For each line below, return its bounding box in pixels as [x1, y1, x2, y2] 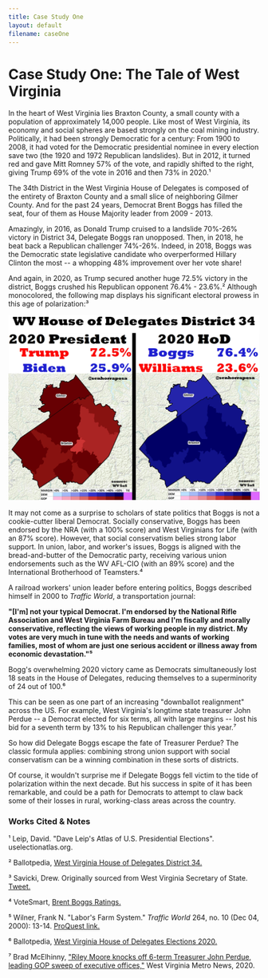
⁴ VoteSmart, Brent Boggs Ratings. [8, 897, 121, 907]
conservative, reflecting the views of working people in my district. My [8, 624, 248, 633]
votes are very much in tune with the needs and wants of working [8, 632, 230, 642]
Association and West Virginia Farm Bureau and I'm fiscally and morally [8, 615, 251, 624]
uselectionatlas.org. [8, 842, 73, 852]
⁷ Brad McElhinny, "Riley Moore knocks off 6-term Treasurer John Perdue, [8, 952, 252, 962]
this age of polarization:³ [8, 299, 89, 309]
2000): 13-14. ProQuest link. [8, 921, 100, 931]
